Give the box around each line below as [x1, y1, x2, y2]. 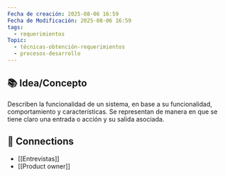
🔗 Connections [7, 136, 75, 148]
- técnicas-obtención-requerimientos [13, 43, 126, 50]
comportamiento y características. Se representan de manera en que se [7, 107, 218, 116]
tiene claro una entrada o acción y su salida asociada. [7, 114, 165, 123]
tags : [7, 23, 23, 31]
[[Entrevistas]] [17, 154, 60, 163]
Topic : [7, 37, 27, 44]
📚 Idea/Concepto [7, 77, 87, 90]
